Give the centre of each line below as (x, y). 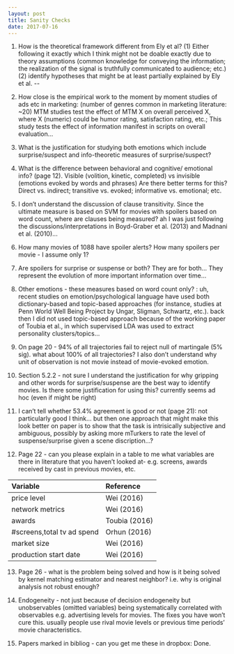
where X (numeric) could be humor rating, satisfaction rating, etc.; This (120, 119)
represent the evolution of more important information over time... (112, 275)
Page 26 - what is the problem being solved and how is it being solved (119, 572)
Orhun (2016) (128, 532)
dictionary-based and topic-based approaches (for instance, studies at (120, 304)
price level (29, 498)
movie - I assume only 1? (53, 254)
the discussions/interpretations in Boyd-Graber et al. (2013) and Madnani (123, 227)
